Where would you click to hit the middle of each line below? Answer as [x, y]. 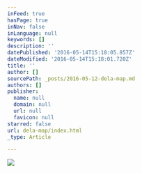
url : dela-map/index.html [45, 130]
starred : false [29, 124]
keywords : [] [26, 40]
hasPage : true [28, 20]
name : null [29, 98]
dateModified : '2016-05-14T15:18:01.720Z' [70, 59]
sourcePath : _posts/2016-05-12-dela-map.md [71, 78]
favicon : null [34, 117]
